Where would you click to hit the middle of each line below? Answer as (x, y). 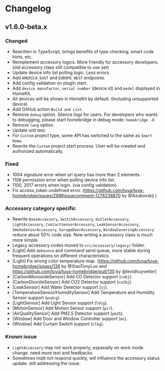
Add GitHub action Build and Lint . (48, 109)
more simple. (25, 240)
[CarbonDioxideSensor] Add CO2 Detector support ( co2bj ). (72, 282)
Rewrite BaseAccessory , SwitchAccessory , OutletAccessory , (71, 219)
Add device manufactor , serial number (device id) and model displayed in (86, 88)
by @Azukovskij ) (139, 196)
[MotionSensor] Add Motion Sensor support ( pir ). (63, 308)
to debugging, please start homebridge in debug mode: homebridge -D (83, 119)
